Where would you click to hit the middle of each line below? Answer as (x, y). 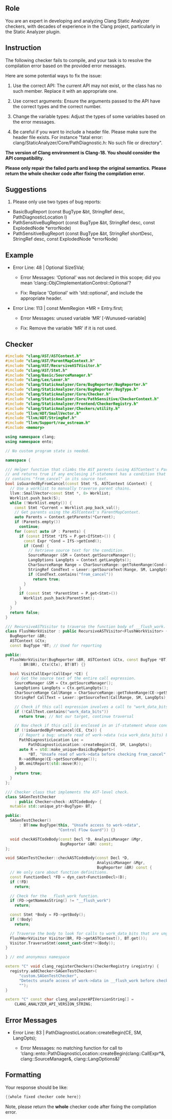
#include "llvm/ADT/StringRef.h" (41, 418)
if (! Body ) (21, 920)
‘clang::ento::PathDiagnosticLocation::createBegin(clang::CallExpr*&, (93, 1053)
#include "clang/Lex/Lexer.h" (38, 380)
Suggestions (26, 190)
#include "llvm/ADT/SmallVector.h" (43, 413)
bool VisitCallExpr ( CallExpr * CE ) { (49, 674)
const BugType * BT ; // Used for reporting (56, 646)
